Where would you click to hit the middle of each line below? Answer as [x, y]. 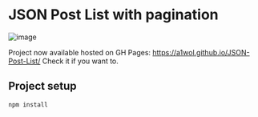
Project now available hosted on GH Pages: [79, 52]
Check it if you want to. [80, 61]
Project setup [43, 86]
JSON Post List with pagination [113, 15]
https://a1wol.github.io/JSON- [201, 52]
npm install [28, 105]
